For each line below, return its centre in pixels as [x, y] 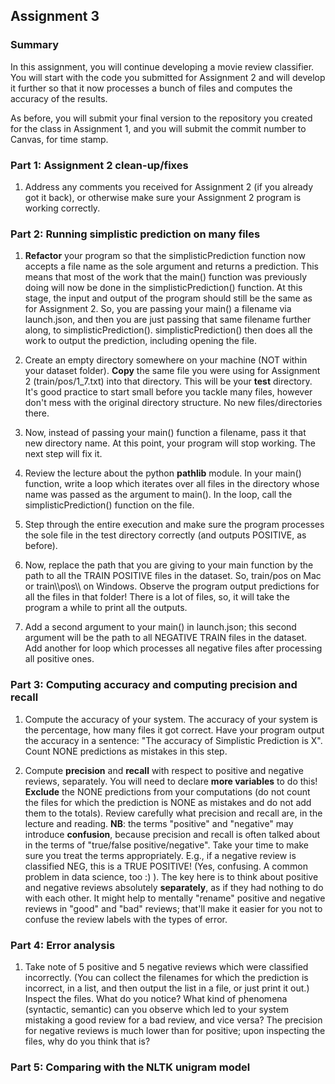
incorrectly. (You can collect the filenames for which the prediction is [166, 977]
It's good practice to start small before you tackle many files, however [168, 392]
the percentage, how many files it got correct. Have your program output [174, 730]
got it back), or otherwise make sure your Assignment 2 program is [163, 197]
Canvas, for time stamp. [59, 139]
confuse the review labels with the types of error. [126, 919]
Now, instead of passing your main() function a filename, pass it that [165, 433]
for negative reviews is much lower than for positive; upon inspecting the [175, 1030]
